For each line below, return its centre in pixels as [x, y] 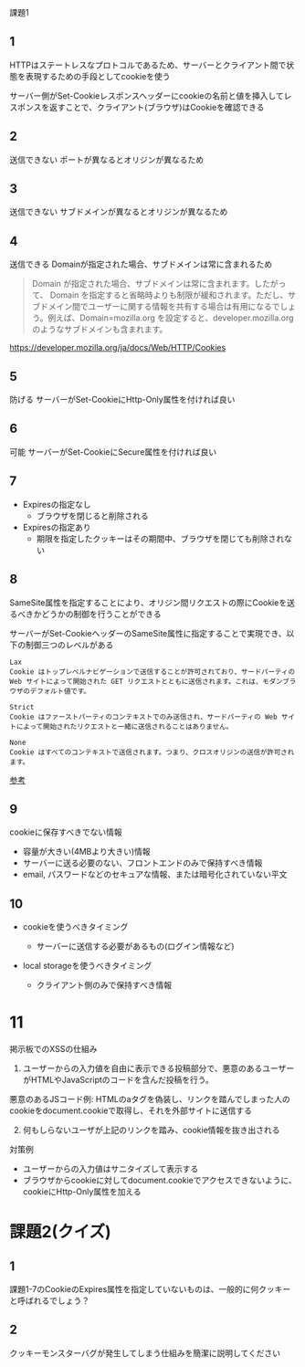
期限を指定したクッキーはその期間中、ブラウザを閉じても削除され [160, 538]
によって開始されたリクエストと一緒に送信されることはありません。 [125, 726]
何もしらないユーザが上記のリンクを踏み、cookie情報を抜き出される [151, 1130]
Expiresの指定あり [57, 527]
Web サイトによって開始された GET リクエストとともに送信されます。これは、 [136, 681]
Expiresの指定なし [57, 504]
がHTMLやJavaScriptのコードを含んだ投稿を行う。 [118, 1080]
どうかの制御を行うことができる [101, 614]
